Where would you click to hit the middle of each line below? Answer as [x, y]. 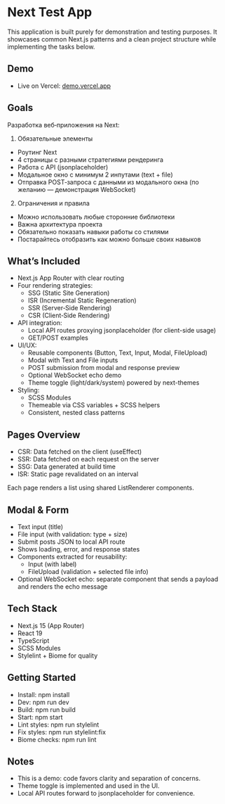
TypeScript [33, 640]
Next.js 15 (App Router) [51, 625]
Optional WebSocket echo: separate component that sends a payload [118, 579]
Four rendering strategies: [55, 286]
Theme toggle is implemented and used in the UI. [88, 786]
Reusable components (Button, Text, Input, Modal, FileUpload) [118, 353]
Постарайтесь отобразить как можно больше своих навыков [109, 239]
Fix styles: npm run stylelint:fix [62, 732]
